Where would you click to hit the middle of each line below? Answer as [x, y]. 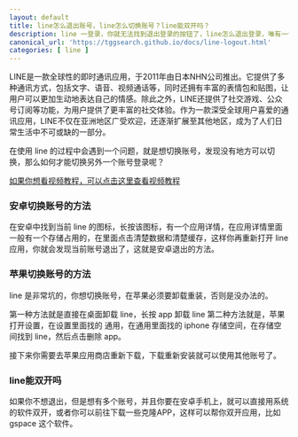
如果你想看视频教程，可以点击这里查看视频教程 [94, 181]
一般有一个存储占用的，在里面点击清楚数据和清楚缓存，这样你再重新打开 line [149, 238]
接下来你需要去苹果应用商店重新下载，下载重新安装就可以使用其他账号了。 [145, 355]
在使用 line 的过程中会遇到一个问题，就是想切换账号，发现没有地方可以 [138, 151]
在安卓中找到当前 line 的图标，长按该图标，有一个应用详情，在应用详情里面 [146, 227]
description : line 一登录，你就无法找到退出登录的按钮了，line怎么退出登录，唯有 [145, 34]
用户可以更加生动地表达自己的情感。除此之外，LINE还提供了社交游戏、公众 [146, 99]
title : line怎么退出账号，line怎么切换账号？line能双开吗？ [110, 26]
